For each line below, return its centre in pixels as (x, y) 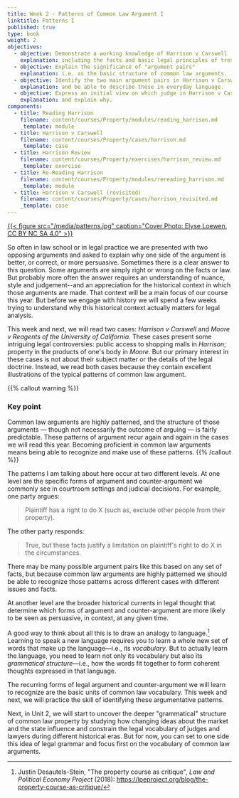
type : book (23, 34)
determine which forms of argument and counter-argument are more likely (116, 611)
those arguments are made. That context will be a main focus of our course (118, 293)
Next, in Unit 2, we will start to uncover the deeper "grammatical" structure (117, 713)
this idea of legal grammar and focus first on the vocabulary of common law (118, 743)
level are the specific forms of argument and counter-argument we (105, 482)
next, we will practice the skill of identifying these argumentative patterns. (116, 699)
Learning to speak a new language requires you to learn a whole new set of (118, 640)
